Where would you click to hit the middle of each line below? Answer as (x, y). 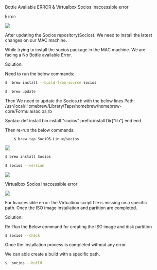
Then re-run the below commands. (40, 130)
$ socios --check (23, 235)
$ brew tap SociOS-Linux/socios (46, 139)
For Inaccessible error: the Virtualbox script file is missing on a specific (76, 202)
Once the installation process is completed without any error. (66, 245)
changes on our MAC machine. (36, 40)
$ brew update (20, 91)
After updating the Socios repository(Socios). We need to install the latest (78, 35)
